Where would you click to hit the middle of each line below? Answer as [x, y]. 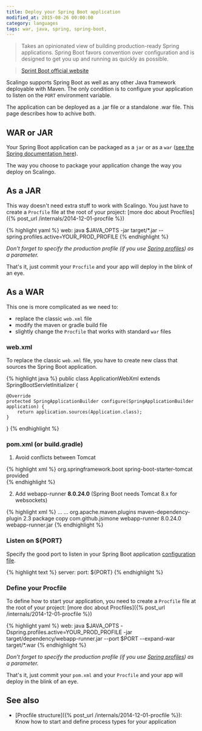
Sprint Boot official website [55, 71]
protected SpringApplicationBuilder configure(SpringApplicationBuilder [100, 401]
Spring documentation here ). [42, 154]
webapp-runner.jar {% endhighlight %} [55, 525]
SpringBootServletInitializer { [42, 385]
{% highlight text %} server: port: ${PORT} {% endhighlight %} [85, 572]
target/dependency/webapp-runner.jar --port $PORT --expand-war [91, 638]
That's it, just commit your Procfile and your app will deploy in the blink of [99, 266]
